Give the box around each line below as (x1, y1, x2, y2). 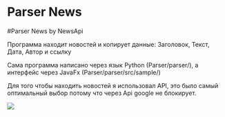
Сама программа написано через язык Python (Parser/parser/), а (7, 61, 199, 69)
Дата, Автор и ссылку (7, 47, 72, 56)
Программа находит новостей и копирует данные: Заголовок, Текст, (7, 40, 210, 48)
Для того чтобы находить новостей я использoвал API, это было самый (7, 81, 219, 89)
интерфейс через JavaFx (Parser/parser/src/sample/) (7, 68, 161, 76)
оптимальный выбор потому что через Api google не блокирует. (7, 89, 197, 97)
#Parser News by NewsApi (7, 27, 84, 35)
